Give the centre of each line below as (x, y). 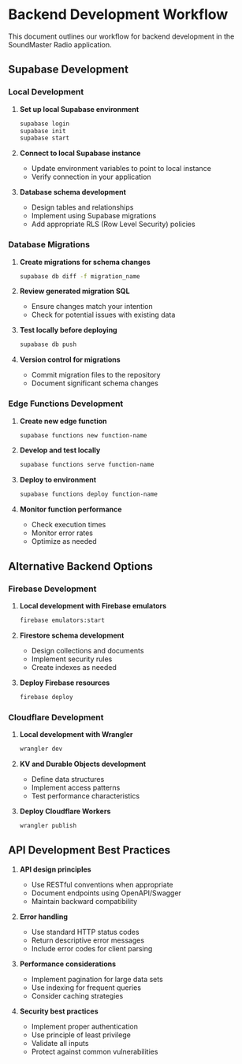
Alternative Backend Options (81, 566)
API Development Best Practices (89, 850)
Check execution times (69, 525)
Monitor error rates (62, 533)
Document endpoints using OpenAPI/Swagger (106, 893)
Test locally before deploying (68, 330)
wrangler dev (41, 749)
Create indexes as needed (74, 667)
